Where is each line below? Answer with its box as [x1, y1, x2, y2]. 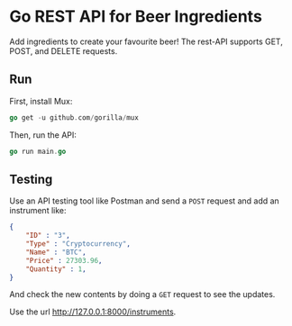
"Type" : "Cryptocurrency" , [25, 240, 131, 249]
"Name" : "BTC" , [25, 248, 87, 257]
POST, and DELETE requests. [9, 45, 118, 56]
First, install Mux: [9, 95, 73, 106]
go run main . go [9, 147, 67, 156]
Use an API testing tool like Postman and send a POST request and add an [9, 195, 279, 206]
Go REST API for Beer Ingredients [9, 6, 263, 27]
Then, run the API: [9, 129, 77, 140]
